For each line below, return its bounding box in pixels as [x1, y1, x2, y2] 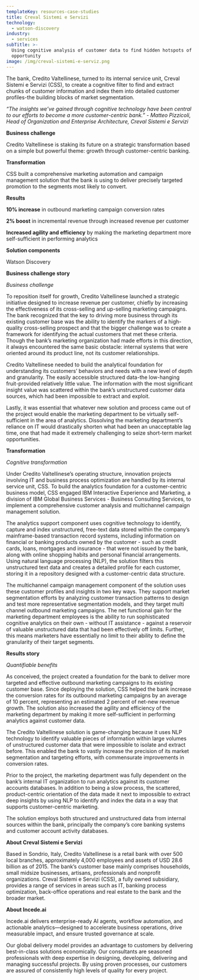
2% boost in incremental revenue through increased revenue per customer [6, 217, 190, 225]
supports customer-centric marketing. [6, 803, 99, 810]
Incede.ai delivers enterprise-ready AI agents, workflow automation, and [6, 917, 183, 924]
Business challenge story [6, 270, 70, 277]
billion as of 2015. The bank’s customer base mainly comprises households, [6, 862, 191, 870]
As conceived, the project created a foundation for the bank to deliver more [6, 672, 191, 680]
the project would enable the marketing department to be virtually [6, 410, 167, 418]
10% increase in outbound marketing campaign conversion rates [6, 206, 165, 213]
